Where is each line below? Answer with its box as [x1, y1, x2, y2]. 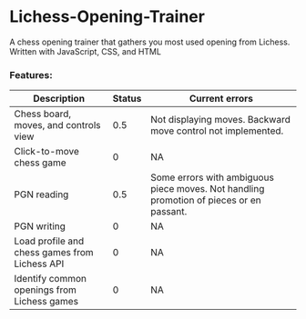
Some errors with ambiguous [149, 171, 275, 184]
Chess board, [14, 107, 72, 120]
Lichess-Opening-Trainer [9, 6, 205, 27]
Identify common [14, 273, 87, 285]
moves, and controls [14, 119, 101, 132]
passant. [149, 205, 188, 218]
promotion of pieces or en [149, 194, 261, 206]
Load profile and [14, 234, 85, 247]
